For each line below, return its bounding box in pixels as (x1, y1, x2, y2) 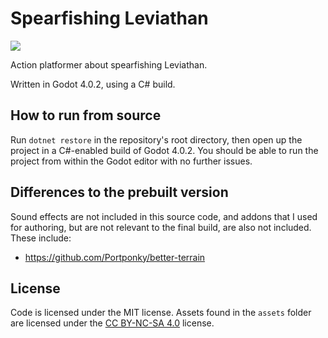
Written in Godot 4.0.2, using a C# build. (10, 78, 176, 90)
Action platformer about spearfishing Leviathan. (10, 58, 208, 71)
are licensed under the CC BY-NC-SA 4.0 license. (10, 317, 215, 329)
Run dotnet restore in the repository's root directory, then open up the (10, 133, 303, 146)
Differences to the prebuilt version (10, 184, 229, 201)
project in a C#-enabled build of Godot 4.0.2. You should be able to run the (10, 144, 319, 156)
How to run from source (10, 107, 162, 124)
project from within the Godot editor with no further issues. (10, 155, 253, 167)
